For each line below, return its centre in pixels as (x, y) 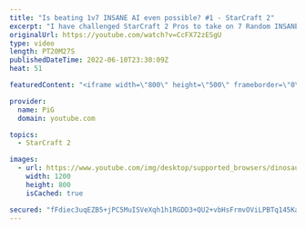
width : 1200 (48, 176)
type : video (32, 43)
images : (24, 160)
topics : (24, 134)
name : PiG (36, 110)
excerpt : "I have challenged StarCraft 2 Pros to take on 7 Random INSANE (154, 26)
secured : (26, 210)
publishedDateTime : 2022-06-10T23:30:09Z (89, 60)
